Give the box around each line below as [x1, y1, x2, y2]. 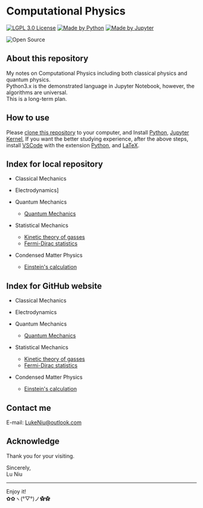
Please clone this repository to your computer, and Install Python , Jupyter [6, 129, 189, 136]
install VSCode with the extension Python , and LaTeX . [6, 141, 140, 149]
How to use [6, 113, 50, 123]
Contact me [6, 403, 51, 413]
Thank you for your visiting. [6, 452, 75, 460]
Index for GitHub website [6, 281, 102, 291]
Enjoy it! [6, 487, 27, 495]
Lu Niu [6, 470, 23, 478]
